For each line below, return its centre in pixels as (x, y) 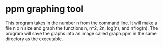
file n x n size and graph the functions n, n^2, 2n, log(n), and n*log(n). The (82, 28)
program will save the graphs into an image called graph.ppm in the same (81, 33)
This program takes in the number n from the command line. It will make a (81, 23)
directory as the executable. (34, 39)
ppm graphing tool (44, 9)
